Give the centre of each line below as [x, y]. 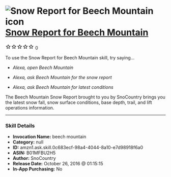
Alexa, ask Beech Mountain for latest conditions [63, 87]
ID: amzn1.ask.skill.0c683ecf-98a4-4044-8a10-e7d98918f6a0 [78, 148]
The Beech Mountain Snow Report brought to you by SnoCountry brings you [85, 97]
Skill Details [20, 125]
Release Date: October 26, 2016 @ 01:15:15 [58, 164]
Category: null [28, 142]
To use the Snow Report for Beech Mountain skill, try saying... [70, 57]
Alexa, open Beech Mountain [43, 67]
